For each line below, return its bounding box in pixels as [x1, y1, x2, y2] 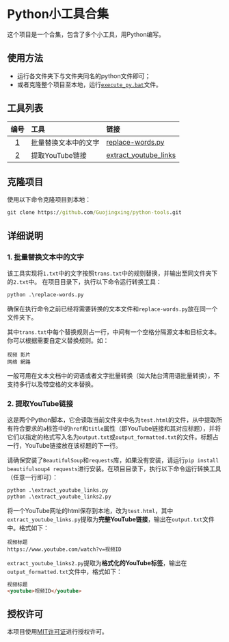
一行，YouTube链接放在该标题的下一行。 [7, 442, 122, 450]
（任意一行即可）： [7, 473, 58, 481]
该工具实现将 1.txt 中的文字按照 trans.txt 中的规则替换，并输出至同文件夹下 [7, 269, 218, 277]
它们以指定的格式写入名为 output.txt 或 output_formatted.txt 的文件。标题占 [7, 433, 219, 441]
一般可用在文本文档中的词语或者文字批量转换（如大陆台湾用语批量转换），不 [7, 371, 220, 379]
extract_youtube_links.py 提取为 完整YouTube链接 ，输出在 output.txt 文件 [7, 515, 215, 523]
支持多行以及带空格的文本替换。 [7, 380, 97, 388]
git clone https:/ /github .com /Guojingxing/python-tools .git [7, 209, 183, 216]
